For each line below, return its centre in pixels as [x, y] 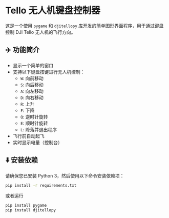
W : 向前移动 [32, 78]
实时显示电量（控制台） [37, 142]
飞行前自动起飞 [28, 136]
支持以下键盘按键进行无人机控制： [49, 72]
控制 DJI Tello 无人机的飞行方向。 [40, 32]
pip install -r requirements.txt [41, 185]
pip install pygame [26, 206]
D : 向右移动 [32, 97]
